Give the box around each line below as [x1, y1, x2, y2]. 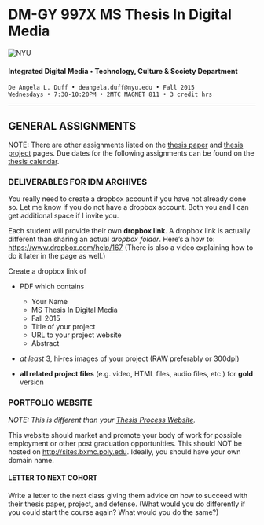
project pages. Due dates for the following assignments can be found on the [8, 148, 255, 158]
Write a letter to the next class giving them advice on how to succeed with [8, 490, 248, 500]
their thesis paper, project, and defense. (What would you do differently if [8, 499, 246, 508]
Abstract [31, 339, 60, 348]
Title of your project [31, 322, 96, 332]
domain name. [8, 455, 55, 464]
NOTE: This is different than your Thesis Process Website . [8, 415, 196, 424]
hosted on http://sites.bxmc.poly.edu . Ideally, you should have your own [8, 446, 241, 457]
